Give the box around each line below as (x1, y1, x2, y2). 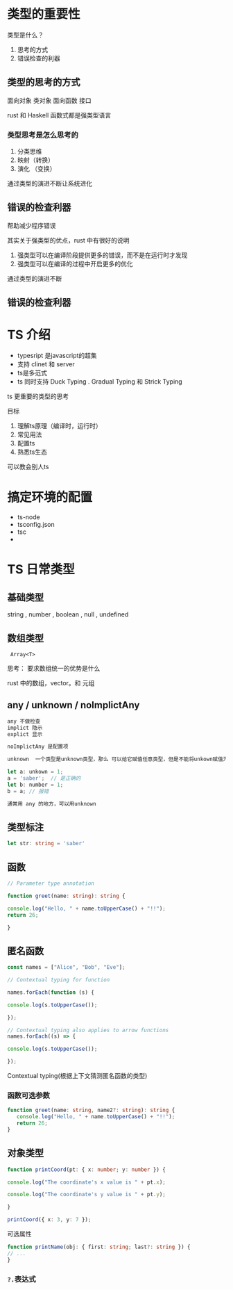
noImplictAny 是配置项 (7, 743, 69, 751)
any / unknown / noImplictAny (7, 699, 140, 711)
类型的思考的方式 (7, 76, 80, 88)
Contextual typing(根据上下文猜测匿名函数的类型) (7, 1072, 148, 1080)
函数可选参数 (7, 1091, 51, 1100)
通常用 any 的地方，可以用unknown (7, 800, 96, 807)
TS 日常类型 (7, 562, 75, 578)
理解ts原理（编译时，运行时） (17, 422, 102, 430)
